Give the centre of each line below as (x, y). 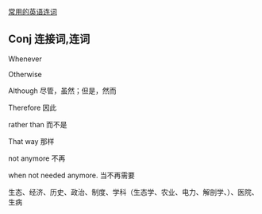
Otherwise (25, 74)
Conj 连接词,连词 (49, 39)
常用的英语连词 (33, 12)
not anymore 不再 (37, 158)
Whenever (25, 59)
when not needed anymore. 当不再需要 (71, 175)
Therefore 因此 (33, 107)
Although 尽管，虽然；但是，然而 (62, 91)
